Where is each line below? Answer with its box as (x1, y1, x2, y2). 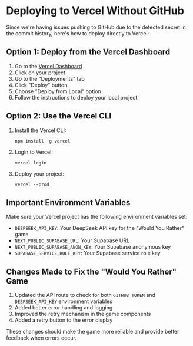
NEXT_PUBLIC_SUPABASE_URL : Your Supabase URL (14, 237, 130, 244)
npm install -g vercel (14, 138, 71, 144)
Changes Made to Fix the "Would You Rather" (6, 266, 177, 276)
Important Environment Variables (6, 197, 131, 207)
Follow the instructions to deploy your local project (14, 94, 138, 101)
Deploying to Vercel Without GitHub (6, 4, 184, 18)
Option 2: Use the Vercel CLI (6, 111, 112, 121)
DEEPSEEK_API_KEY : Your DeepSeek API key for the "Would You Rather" (14, 225, 185, 232)
